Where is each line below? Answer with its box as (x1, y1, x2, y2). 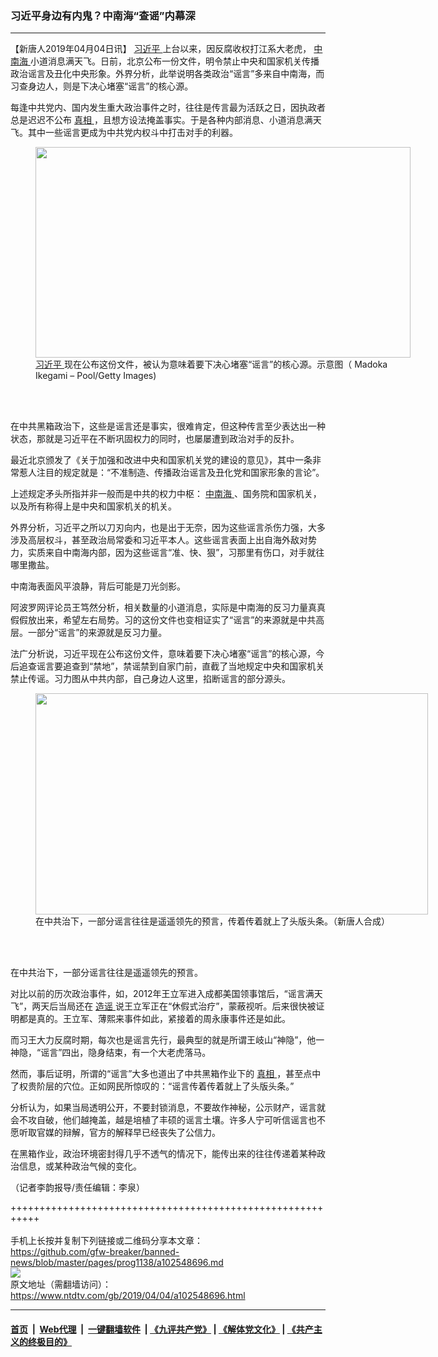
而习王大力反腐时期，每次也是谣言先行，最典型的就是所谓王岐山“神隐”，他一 (10, 1034, 325, 1046)
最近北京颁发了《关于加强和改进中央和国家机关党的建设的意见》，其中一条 (10, 454, 313, 466)
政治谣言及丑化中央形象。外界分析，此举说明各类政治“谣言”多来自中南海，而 (10, 68, 325, 80)
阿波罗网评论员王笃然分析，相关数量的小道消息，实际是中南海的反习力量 (10, 602, 308, 614)
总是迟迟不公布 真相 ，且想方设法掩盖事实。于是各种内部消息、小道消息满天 (10, 114, 322, 126)
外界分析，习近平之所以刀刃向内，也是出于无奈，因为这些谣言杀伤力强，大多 (10, 522, 326, 534)
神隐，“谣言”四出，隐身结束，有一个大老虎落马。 (10, 1047, 212, 1059)
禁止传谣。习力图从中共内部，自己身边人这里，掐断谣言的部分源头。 (10, 673, 291, 685)
